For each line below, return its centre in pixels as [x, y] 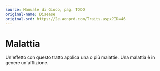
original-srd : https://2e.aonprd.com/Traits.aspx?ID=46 [65, 19]
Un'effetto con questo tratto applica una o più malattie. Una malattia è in [80, 57]
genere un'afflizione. [27, 63]
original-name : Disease [30, 14]
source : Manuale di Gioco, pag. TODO [45, 10]
